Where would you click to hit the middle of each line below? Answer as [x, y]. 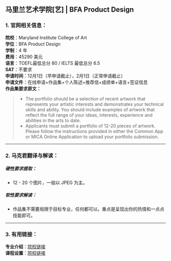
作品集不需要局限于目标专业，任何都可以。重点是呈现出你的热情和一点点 [88, 209]
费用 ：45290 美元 [24, 57]
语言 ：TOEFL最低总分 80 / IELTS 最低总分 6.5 [53, 63]
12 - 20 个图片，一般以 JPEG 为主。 [50, 182]
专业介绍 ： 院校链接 [25, 246]
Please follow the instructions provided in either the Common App [94, 131]
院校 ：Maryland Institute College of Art [46, 37]
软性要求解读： [21, 195]
